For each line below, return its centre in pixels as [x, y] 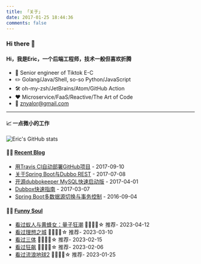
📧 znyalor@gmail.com [42, 103]
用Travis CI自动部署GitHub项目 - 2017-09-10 [69, 166]
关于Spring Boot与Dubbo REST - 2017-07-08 [70, 174]
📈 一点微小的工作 [28, 123]
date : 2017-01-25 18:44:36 [40, 17]
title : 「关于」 [25, 12]
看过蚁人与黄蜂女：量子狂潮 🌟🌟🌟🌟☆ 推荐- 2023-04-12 [82, 224]
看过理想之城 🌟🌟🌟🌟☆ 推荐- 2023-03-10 [64, 232]
